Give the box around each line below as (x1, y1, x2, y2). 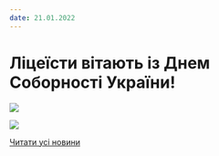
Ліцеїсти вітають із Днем (9, 52, 211, 73)
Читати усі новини (9, 136, 80, 147)
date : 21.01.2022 (9, 13, 76, 23)
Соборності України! (9, 72, 176, 92)
